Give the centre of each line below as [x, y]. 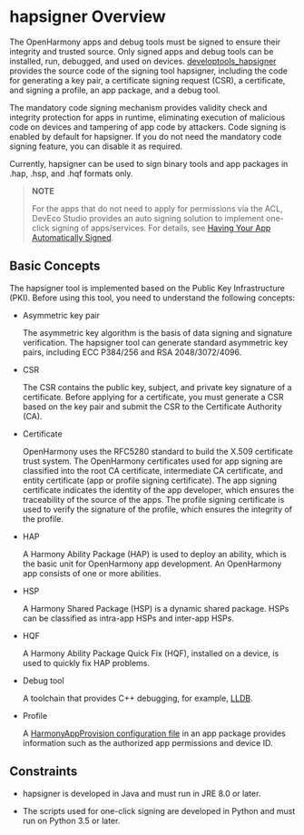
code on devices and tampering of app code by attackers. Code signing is [148, 127]
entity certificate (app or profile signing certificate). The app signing [150, 480]
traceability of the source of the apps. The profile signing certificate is [153, 499]
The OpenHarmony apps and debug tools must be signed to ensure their [145, 42]
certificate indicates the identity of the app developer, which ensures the [158, 490]
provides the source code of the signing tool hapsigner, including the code [149, 71]
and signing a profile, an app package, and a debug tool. [115, 90]
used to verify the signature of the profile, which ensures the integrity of [157, 509]
